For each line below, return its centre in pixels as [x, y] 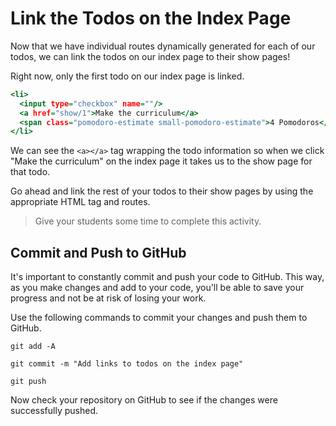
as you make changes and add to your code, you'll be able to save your [157, 288]
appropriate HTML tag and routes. [80, 202]
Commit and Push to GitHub [98, 252]
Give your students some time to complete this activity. [148, 221]
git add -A [33, 347]
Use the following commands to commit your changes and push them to [159, 318]
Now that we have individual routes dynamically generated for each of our [163, 46]
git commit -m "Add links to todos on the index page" [127, 364]
